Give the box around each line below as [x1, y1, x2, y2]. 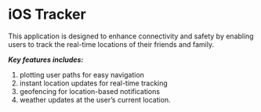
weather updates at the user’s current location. [19, 95, 171, 104]
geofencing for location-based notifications [19, 86, 161, 96]
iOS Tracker [8, 5, 86, 23]
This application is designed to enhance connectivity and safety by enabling [8, 31, 254, 41]
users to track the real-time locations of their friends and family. [8, 39, 214, 49]
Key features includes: [8, 55, 84, 64]
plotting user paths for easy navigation [19, 70, 145, 79]
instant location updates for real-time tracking [19, 78, 169, 88]
